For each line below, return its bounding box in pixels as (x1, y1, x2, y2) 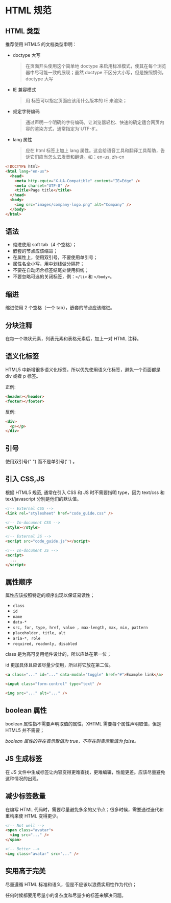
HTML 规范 (5, 5, 52, 16)
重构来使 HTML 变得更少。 (5, 812, 61, 819)
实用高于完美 (5, 867, 46, 875)
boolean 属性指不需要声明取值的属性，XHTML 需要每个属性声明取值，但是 (5, 720, 162, 727)
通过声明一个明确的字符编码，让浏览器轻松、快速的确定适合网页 (25, 119, 160, 125)
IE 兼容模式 (12, 87, 36, 93)
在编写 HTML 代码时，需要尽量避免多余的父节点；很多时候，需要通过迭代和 (5, 806, 164, 812)
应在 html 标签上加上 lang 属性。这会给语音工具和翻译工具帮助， (25, 147, 161, 154)
